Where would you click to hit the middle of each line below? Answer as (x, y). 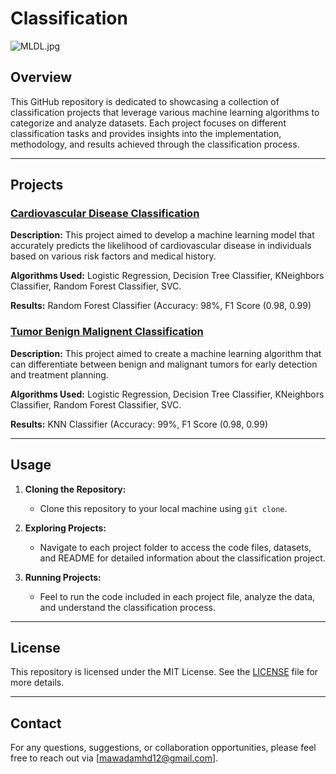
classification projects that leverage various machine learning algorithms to (165, 112)
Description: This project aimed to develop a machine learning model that (162, 235)
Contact (36, 723)
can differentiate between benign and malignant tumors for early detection (164, 364)
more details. (37, 683)
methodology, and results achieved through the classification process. (155, 144)
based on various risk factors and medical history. (113, 256)
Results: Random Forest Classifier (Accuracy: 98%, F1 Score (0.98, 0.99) (161, 306)
